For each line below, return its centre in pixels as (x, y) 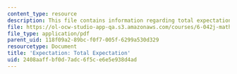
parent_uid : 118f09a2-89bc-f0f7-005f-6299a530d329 (83, 40)
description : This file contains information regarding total (101, 20)
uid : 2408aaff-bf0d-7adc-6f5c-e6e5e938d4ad (72, 60)
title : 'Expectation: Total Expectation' (69, 54)
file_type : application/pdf (49, 33)
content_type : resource (42, 14)
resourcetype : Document (42, 47)
